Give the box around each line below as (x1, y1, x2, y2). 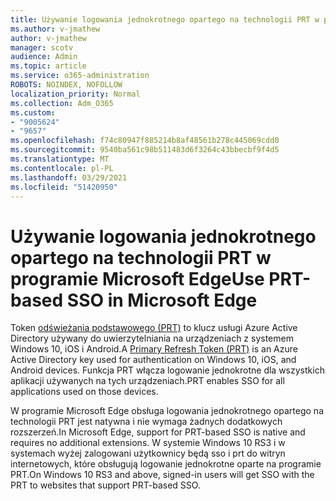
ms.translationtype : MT (10, 154, 110, 164)
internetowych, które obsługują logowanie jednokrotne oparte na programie (10, 458, 322, 470)
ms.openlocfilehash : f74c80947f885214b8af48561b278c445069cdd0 (10, 136, 280, 146)
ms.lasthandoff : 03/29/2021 (10, 172, 128, 183)
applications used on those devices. (10, 386, 159, 398)
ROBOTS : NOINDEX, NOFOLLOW (10, 80, 123, 90)
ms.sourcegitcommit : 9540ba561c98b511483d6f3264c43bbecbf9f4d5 (10, 145, 280, 155)
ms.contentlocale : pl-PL (10, 163, 114, 173)
